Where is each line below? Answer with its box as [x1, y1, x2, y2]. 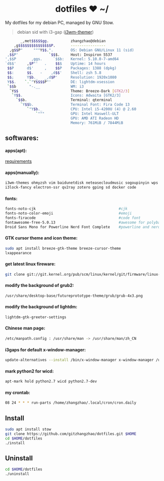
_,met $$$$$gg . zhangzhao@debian [20, 38, 106, 44]
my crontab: [5, 390, 31, 395]
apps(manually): [5, 170, 40, 175]
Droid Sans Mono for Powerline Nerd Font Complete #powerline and [5, 224, 150, 229]
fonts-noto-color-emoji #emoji [5, 211, 132, 216]
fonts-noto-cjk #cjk [5, 206, 128, 211]
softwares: [5, 133, 39, 142]
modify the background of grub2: [5, 283, 74, 288]
